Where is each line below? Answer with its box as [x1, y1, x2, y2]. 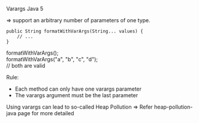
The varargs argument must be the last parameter [14, 92, 138, 98]
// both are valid [6, 62, 46, 69]
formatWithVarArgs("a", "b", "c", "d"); [6, 56, 98, 62]
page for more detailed [17, 110, 74, 116]
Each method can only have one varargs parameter [14, 85, 142, 92]
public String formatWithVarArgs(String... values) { [6, 28, 144, 34]
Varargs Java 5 [6, 5, 44, 12]
